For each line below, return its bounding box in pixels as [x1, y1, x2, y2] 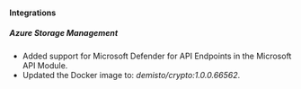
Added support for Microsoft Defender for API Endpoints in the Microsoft [22, 50, 292, 61]
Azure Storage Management [9, 28, 119, 39]
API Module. [22, 59, 68, 71]
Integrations [9, 7, 57, 18]
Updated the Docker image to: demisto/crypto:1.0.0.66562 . [22, 69, 241, 80]
